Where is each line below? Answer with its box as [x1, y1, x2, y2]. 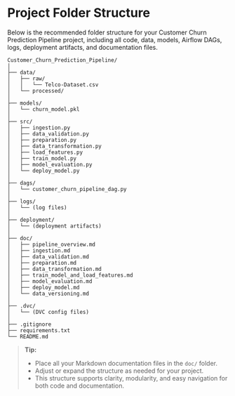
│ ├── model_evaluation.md [7, 277, 93, 285]
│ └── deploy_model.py [7, 167, 80, 174]
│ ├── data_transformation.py [7, 143, 102, 150]
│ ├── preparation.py [7, 136, 77, 143]
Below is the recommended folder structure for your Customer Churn [7, 28, 207, 37]
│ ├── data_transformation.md [7, 265, 102, 272]
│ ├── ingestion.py [7, 124, 71, 131]
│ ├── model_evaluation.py [7, 161, 93, 168]
